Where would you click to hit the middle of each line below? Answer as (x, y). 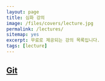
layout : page (23, 12)
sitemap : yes (23, 35)
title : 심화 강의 (26, 18)
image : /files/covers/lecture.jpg (50, 23)
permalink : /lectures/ (35, 29)
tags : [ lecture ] (27, 46)
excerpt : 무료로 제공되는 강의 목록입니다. (53, 40)
